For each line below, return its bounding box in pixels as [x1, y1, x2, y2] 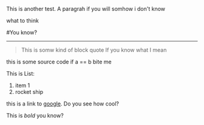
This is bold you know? [6, 112, 64, 119]
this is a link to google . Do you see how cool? [6, 100, 120, 107]
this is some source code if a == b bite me [6, 58, 112, 65]
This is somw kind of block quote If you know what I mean [21, 46, 167, 54]
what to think [6, 17, 39, 24]
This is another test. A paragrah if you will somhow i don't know [6, 5, 166, 12]
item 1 [15, 82, 30, 89]
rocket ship [15, 88, 44, 95]
